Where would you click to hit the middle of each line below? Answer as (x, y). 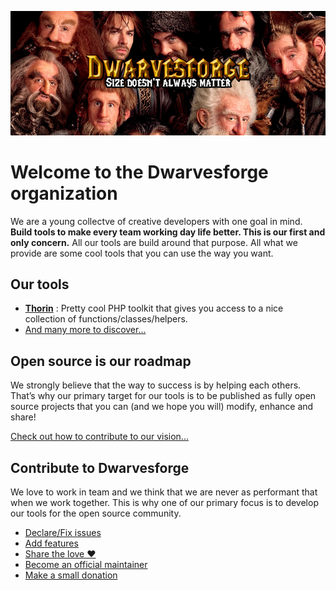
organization (64, 193)
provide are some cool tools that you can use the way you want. (142, 253)
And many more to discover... (85, 330)
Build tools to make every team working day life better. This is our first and (168, 232)
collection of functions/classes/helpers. (106, 319)
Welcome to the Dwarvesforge (139, 172)
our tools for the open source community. (96, 513)
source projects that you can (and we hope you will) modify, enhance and (162, 407)
